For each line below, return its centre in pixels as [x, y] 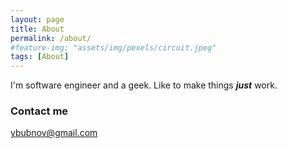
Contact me [39, 111]
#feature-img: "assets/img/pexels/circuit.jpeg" [113, 47]
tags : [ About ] [40, 57]
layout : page [37, 19]
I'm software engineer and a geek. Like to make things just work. [144, 85]
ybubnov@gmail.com [54, 133]
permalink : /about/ [51, 38]
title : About [37, 29]
